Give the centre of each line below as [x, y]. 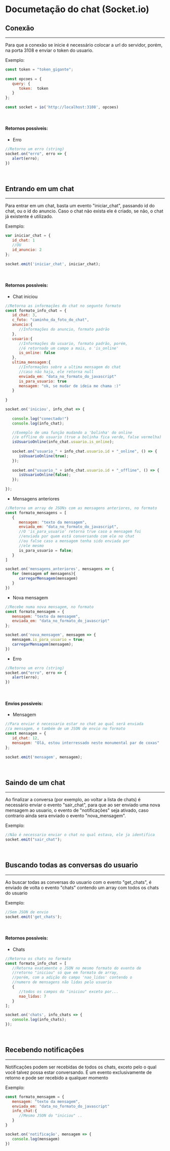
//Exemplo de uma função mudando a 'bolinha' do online [72, 433]
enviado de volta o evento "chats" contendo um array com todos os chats [82, 887]
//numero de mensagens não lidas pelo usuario [62, 982]
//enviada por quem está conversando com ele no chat [77, 536]
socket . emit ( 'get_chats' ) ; [34, 917]
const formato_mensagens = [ [36, 513]
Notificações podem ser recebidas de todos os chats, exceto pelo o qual [81, 1067]
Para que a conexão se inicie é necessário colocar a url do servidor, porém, [84, 45]
